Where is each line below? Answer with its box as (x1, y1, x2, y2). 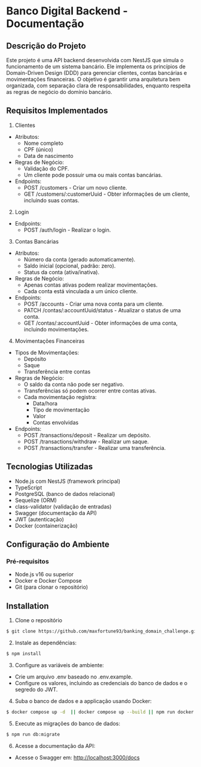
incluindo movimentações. (23, 325, 89, 333)
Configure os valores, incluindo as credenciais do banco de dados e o (14, 679, 188, 686)
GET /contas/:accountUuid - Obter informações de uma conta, (23, 319, 178, 327)
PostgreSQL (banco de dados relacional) (14, 490, 115, 497)
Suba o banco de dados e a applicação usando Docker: (14, 697, 152, 704)
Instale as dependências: (14, 639, 77, 646)
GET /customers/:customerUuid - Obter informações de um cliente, (23, 190, 190, 197)
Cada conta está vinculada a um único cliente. (23, 287, 138, 294)
